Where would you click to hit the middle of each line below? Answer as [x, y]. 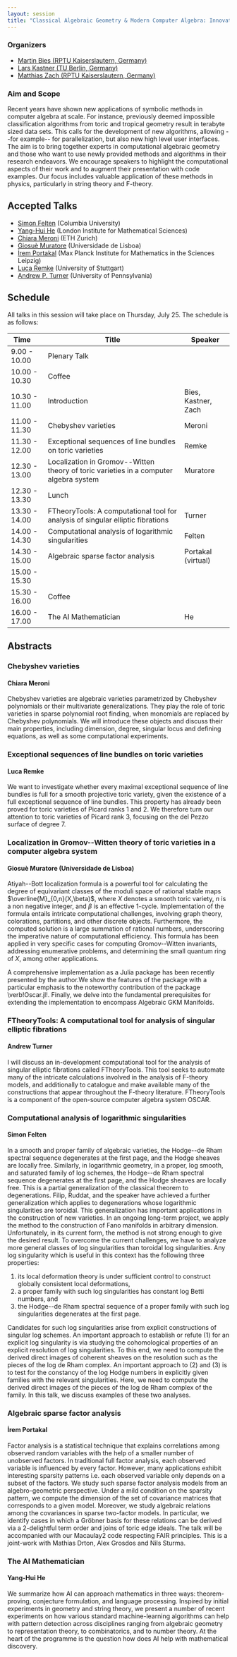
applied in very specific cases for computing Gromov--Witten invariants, [112, 944]
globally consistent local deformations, [74, 1283]
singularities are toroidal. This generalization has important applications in [115, 1210]
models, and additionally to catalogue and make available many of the [109, 1084]
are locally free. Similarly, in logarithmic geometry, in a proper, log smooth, [115, 1165]
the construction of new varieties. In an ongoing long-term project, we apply [118, 1218]
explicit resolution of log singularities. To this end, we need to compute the [116, 1350]
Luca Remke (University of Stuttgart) [71, 268]
